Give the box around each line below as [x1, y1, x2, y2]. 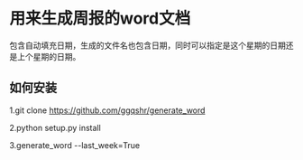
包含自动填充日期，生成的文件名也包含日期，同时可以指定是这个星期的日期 [9, 40, 286, 51]
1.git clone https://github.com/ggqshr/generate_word [9, 105, 206, 116]
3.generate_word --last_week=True [9, 139, 141, 150]
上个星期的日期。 [16, 51, 81, 61]
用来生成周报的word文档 [9, 8, 191, 29]
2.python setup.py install [9, 122, 101, 133]
